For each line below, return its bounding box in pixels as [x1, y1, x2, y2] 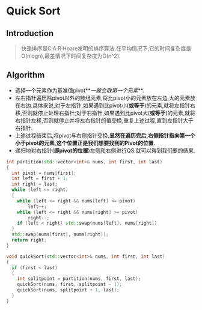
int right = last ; [11, 181, 58, 187]
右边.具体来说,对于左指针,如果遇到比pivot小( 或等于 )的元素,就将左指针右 [20, 102, 195, 109]
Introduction [6, 28, 54, 38]
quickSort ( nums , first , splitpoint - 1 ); [17, 281, 122, 288]
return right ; [11, 237, 47, 243]
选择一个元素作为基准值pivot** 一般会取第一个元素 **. [14, 87, 144, 94]
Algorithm [6, 70, 45, 81]
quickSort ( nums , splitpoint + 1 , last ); [17, 287, 120, 293]
